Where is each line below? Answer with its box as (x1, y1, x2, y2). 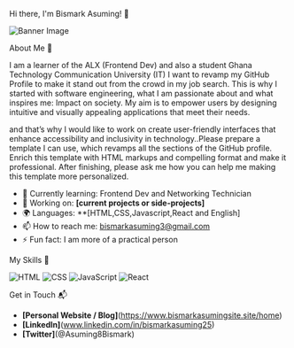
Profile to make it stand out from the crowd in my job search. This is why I (9, 79, 277, 89)
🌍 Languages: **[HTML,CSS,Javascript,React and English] (21, 208, 241, 218)
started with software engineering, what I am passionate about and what (9, 89, 274, 98)
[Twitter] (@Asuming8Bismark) (21, 329, 135, 339)
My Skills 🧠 (9, 255, 50, 265)
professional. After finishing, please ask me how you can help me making (9, 162, 276, 172)
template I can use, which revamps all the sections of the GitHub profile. (9, 143, 273, 153)
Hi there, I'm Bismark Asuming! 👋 (9, 9, 130, 19)
